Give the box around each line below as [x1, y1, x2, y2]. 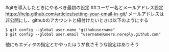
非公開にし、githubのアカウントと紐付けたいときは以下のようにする [5, 17, 149, 23]
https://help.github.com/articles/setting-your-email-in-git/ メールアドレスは [5, 11, 164, 17]
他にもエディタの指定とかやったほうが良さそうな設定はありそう [5, 41, 139, 47]
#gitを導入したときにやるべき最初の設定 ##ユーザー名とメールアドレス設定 [5, 5, 163, 10]
